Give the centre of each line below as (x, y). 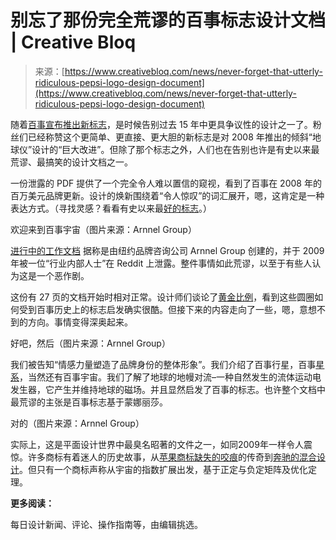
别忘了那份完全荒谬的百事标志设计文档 (168, 20)
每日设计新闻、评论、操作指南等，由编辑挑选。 (106, 524)
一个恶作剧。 (63, 275)
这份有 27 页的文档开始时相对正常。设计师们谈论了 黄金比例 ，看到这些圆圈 (162, 297)
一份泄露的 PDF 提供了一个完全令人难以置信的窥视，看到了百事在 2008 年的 (166, 183)
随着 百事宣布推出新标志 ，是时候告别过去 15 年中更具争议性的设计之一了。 (161, 124)
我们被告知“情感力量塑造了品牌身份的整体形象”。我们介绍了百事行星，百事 (163, 364)
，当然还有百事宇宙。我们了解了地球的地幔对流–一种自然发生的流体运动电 (170, 377)
